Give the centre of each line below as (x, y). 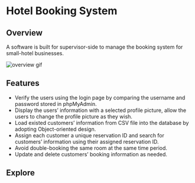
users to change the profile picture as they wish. (74, 116)
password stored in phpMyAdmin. (56, 104)
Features (23, 83)
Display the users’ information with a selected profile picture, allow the (100, 110)
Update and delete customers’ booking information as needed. (91, 154)
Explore (21, 173)
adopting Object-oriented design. (55, 129)
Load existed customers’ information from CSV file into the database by (102, 123)
